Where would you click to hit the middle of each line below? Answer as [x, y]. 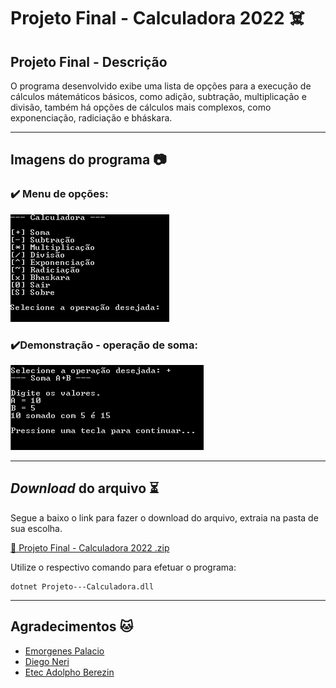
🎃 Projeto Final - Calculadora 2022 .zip [90, 547]
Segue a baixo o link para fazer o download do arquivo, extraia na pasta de [164, 517]
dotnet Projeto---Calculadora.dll [82, 586]
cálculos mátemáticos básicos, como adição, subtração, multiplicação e [158, 96]
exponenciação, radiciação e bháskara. [91, 118]
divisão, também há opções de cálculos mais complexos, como [141, 107]
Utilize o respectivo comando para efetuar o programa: [123, 567]
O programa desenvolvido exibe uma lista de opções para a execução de [161, 86]
